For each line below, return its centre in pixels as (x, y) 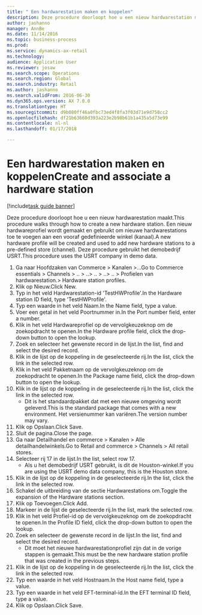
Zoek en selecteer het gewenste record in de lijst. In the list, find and (99, 344)
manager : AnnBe (26, 28)
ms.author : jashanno (33, 90)
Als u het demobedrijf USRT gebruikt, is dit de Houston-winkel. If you (109, 465)
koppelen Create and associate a (89, 177)
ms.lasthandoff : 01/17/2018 (42, 129)
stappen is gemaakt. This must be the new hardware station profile (106, 554)
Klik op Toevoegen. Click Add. (52, 503)
